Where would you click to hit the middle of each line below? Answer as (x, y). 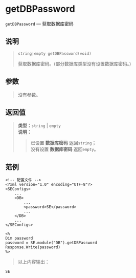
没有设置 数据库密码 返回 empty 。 (64, 149)
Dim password (19, 239)
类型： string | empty (39, 125)
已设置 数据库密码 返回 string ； (63, 143)
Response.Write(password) (33, 247)
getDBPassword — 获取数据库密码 (39, 24)
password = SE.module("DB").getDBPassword (51, 243)
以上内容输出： (33, 262)
